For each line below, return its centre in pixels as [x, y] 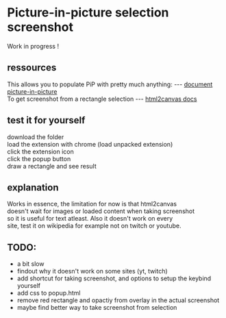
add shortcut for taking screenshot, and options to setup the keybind [114, 278]
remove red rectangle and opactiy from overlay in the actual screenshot [118, 300]
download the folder [36, 137]
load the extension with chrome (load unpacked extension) [90, 144]
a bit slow [30, 264]
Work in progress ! [33, 46]
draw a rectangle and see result [52, 166]
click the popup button [39, 158]
